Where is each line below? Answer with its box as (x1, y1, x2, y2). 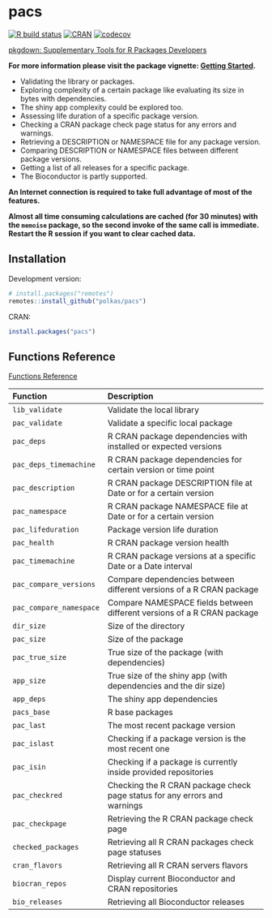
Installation (8, 252, 66, 266)
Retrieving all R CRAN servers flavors (107, 860, 249, 871)
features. (8, 196, 40, 205)
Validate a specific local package (107, 417, 233, 429)
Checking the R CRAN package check (107, 780, 252, 791)
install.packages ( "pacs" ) (8, 327, 96, 335)
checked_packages (12, 843, 79, 852)
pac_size (12, 635, 46, 644)
